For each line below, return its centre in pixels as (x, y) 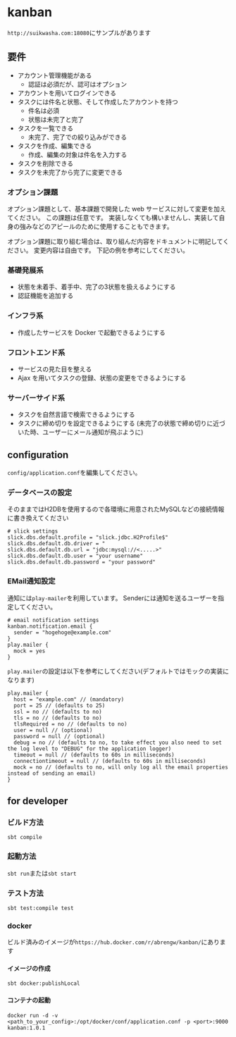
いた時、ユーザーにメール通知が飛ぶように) (80, 432)
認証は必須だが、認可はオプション (77, 84)
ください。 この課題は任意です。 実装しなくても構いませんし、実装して (116, 218)
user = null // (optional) (53, 730)
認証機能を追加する (45, 296)
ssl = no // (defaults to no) (58, 712)
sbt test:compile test (41, 908)
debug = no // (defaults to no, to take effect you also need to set (118, 743)
